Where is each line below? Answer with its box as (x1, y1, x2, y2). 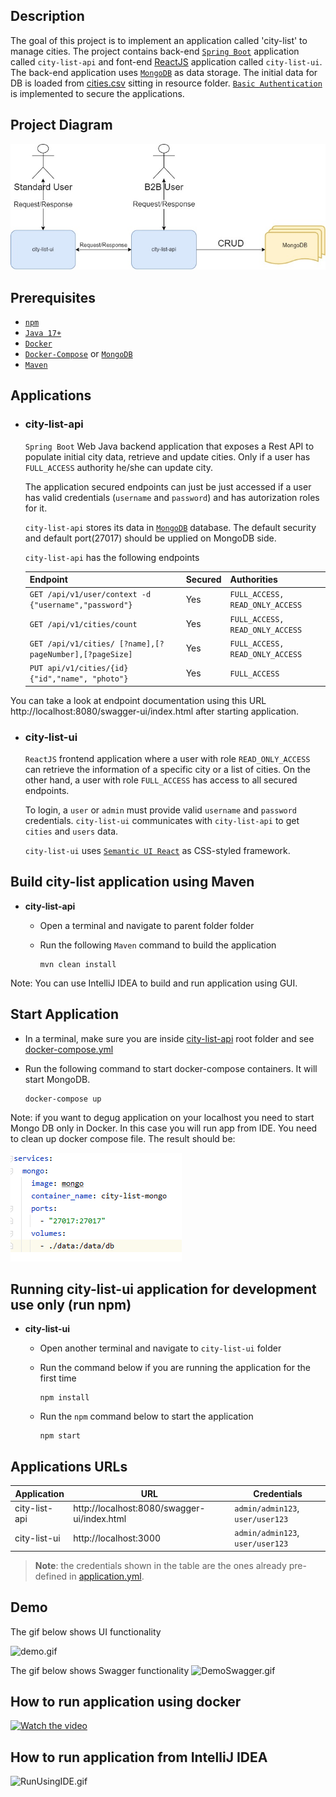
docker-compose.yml (24, 1043, 114, 1055)
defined (34, 1570, 68, 1582)
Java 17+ (24, 329, 62, 339)
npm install (39, 1393, 90, 1403)
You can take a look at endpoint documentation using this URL (10, 694, 267, 706)
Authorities (229, 574, 278, 586)
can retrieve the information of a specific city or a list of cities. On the (24, 764, 311, 776)
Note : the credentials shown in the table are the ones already (34, 1559, 287, 1571)
